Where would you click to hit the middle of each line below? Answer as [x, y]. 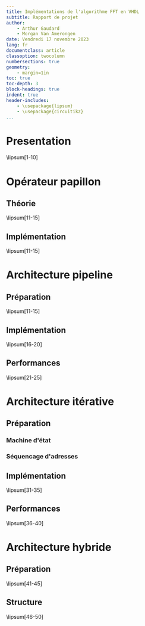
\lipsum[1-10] [22, 157]
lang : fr [17, 45]
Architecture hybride [59, 547]
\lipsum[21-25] [24, 377]
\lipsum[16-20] [24, 344]
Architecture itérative [60, 402]
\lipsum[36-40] [25, 523]
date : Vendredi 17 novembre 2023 [48, 39]
